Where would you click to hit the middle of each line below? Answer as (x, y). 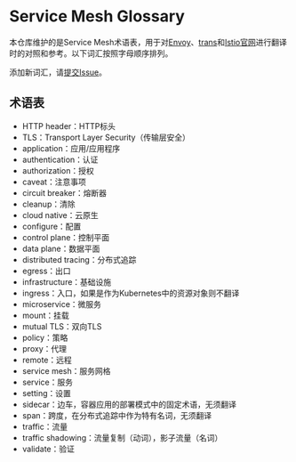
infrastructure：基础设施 (67, 281)
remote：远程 (47, 360)
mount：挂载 (45, 315)
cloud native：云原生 (60, 215)
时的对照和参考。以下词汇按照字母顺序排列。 (91, 53)
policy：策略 (45, 337)
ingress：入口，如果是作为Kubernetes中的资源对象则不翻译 (131, 293)
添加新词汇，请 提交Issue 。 (58, 72)
